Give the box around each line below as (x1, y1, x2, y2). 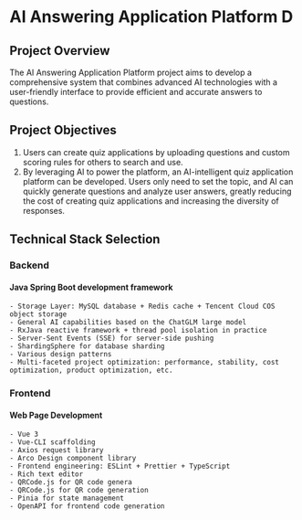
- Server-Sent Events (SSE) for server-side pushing (9, 334, 214, 344)
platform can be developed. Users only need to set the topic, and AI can (22, 175, 294, 186)
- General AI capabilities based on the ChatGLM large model (9, 318, 247, 327)
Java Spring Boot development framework (9, 281, 173, 292)
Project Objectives (9, 122, 117, 138)
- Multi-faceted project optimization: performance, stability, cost (9, 358, 280, 367)
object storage (9, 310, 68, 319)
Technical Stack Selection (9, 231, 161, 248)
